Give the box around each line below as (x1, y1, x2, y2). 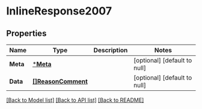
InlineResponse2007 (6, 4, 112, 18)
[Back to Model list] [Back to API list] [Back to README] (6, 96, 144, 104)
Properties (6, 28, 47, 39)
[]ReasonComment (32, 77, 88, 86)
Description (93, 46, 128, 54)
